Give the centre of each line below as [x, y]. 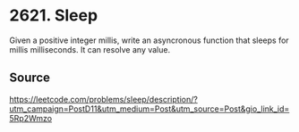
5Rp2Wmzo [30, 118]
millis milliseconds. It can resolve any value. [90, 49]
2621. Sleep [54, 16]
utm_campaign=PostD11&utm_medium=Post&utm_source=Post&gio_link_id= [149, 109]
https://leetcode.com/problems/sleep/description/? [104, 99]
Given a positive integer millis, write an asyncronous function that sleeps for [149, 40]
